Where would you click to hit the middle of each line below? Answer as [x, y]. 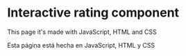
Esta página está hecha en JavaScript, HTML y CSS [81, 45]
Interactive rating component [93, 13]
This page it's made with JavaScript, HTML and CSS [82, 32]
